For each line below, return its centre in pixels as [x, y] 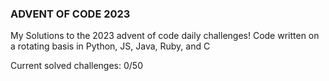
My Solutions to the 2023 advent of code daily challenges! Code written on [165, 36]
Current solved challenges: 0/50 [76, 66]
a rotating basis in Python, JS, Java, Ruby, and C [110, 46]
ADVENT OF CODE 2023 [70, 14]
